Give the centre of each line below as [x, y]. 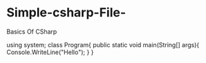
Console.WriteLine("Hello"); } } [50, 52]
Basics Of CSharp [32, 32]
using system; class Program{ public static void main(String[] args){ [103, 45]
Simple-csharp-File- [66, 13]
